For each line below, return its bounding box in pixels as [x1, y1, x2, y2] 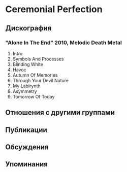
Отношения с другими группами [5, 108, 115, 117]
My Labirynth [12, 83, 41, 89]
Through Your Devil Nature [12, 77, 69, 83]
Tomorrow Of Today [12, 93, 55, 99]
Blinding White [12, 61, 43, 67]
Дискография [5, 24, 52, 32]
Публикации [5, 125, 47, 134]
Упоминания [5, 160, 48, 168]
